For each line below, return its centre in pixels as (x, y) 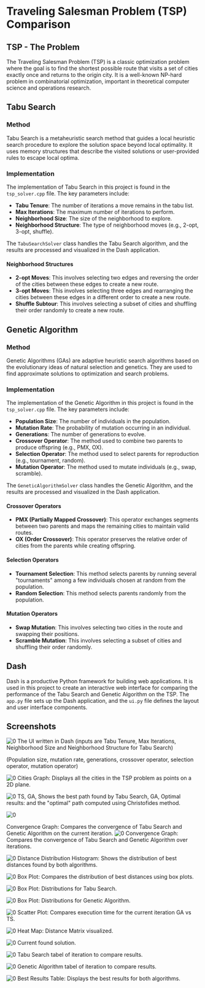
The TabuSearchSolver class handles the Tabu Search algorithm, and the (97, 243)
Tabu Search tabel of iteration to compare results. (80, 955)
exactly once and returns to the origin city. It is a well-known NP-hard (94, 75)
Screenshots (31, 726)
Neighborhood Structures (40, 264)
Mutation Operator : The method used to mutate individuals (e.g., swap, (106, 467)
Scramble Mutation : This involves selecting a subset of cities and (99, 640)
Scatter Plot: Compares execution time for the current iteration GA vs (104, 912)
